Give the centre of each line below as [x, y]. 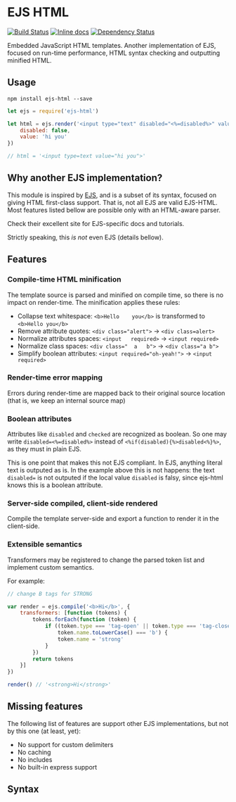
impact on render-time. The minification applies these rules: [94, 302]
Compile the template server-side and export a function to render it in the [113, 519]
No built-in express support [57, 767]
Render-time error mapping [55, 377]
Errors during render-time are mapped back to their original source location [116, 393]
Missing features [45, 707]
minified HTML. [29, 60]
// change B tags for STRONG [50, 594]
